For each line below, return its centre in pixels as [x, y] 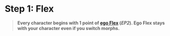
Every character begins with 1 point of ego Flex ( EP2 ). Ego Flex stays [91, 23]
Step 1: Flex [29, 9]
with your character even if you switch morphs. [68, 28]
